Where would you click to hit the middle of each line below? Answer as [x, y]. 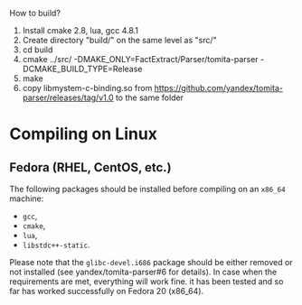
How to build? [35, 13]
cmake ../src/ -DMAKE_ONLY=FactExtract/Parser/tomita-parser [141, 59]
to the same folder [149, 97]
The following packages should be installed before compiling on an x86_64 [148, 189]
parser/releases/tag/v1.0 [68, 97]
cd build [38, 50]
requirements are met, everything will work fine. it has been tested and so [146, 282]
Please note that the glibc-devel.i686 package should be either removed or [151, 262]
